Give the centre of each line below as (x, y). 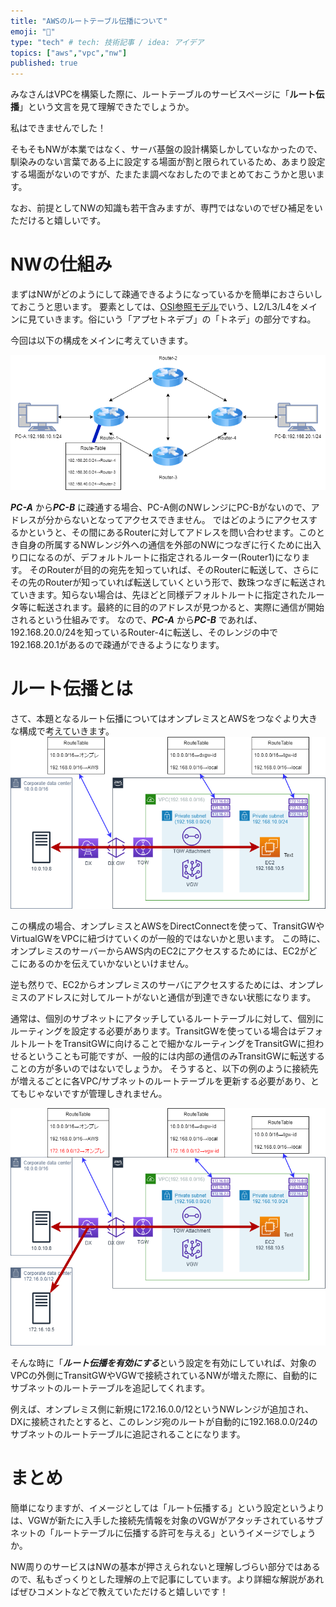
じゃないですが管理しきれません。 (97, 1094)
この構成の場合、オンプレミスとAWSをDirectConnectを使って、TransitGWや (167, 926)
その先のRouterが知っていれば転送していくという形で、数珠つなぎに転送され (168, 582)
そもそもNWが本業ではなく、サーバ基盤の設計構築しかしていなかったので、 (166, 149)
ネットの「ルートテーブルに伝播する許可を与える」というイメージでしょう (163, 1532)
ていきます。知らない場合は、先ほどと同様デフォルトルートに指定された (159, 594)
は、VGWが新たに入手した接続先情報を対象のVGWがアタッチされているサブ (167, 1520)
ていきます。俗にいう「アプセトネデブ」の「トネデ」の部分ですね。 (176, 319)
